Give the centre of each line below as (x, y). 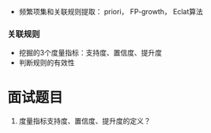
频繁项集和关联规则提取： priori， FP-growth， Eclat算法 (111, 11)
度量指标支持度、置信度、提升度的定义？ (85, 121)
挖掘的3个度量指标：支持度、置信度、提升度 (90, 53)
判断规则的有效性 (47, 63)
